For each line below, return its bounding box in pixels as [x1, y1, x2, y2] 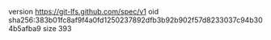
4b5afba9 [8, 24, 42, 33]
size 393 [43, 24, 72, 33]
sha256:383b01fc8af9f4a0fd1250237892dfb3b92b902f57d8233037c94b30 [8, 15, 263, 25]
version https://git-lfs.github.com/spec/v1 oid [8, 7, 159, 16]
